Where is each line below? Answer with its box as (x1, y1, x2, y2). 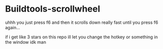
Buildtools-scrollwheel (5, 3, 100, 15)
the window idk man (5, 39, 46, 45)
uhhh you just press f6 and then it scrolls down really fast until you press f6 (5, 19, 159, 25)
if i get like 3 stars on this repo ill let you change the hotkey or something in (5, 34, 158, 40)
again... (5, 24, 21, 30)
